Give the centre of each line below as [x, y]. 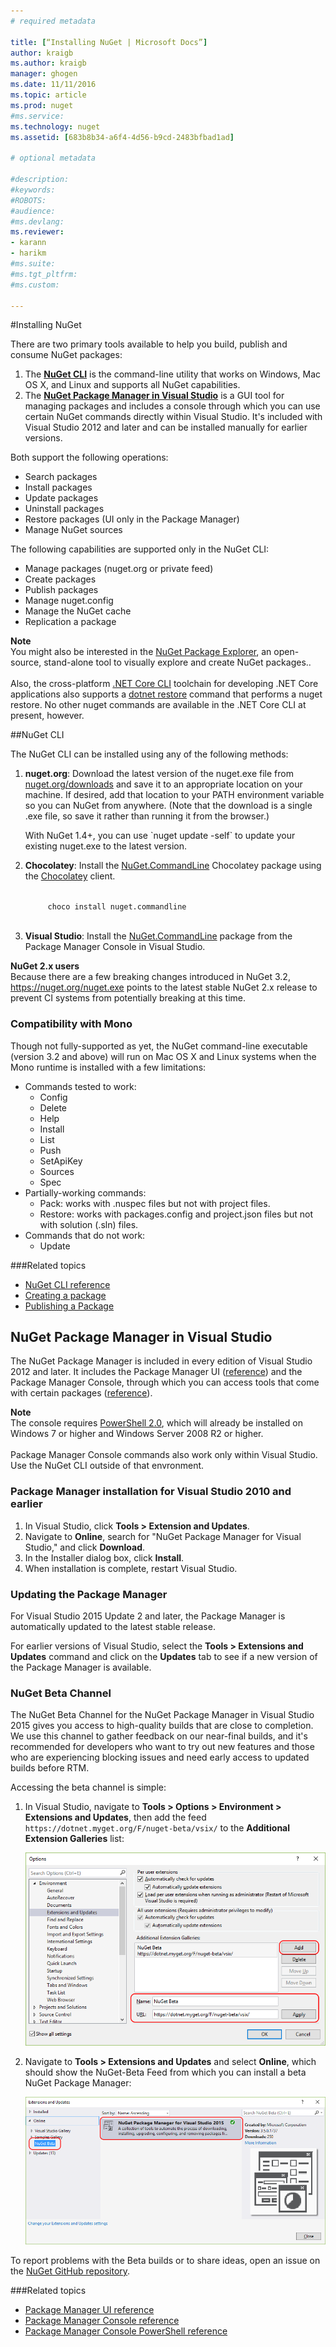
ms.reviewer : [37, 232]
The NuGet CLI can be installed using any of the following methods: [149, 754]
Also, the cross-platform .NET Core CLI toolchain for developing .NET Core [164, 684]
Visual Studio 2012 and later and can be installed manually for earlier [166, 427]
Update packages [61, 498]
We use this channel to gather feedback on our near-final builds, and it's [159, 1736]
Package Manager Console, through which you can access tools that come [165, 1382]
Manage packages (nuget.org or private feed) [119, 569]
